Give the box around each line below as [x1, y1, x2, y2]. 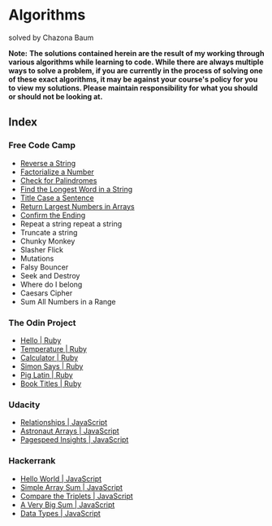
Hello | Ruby [19, 335, 62, 345]
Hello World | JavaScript [19, 474, 102, 484]
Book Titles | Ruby [19, 379, 82, 388]
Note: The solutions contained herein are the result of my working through [8, 48, 265, 58]
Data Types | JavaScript [19, 508, 101, 518]
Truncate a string [19, 227, 78, 237]
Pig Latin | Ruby [19, 370, 73, 379]
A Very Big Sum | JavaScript [19, 499, 115, 510]
